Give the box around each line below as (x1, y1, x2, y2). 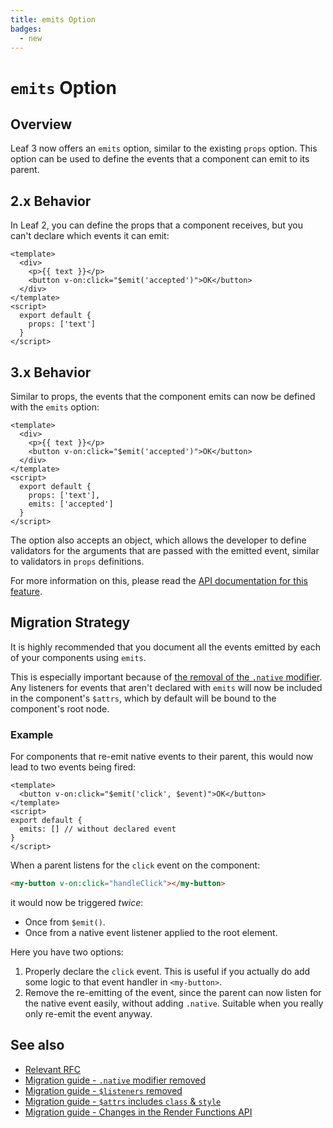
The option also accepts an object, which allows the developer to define (10, 534, 307, 546)
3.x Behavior (10, 364, 92, 381)
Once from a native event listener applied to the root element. (24, 926, 278, 938)
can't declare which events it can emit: (10, 230, 170, 242)
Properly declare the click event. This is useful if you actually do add (24, 965, 311, 977)
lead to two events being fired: (10, 761, 137, 773)
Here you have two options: (10, 946, 124, 958)
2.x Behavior (10, 192, 92, 210)
